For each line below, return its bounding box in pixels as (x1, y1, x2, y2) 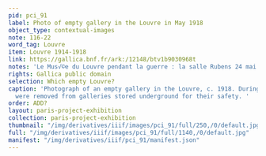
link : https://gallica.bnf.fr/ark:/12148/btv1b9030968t (8, 56, 196, 64)
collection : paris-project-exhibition (8, 114, 136, 122)
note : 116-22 (8, 33, 51, 42)
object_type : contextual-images (8, 26, 115, 34)
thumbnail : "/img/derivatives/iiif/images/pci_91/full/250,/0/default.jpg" (8, 121, 264, 129)
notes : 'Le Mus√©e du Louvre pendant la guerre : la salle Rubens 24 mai (8, 63, 257, 71)
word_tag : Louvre (8, 41, 66, 49)
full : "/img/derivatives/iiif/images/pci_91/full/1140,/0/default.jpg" (8, 128, 249, 136)
